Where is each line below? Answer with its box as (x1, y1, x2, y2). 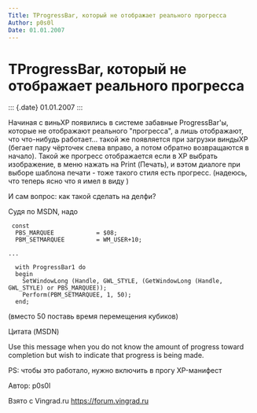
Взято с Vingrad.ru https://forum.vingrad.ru (8, 396, 149, 406)
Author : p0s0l (8, 19, 55, 27)
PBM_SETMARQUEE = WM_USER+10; (15, 236, 143, 244)
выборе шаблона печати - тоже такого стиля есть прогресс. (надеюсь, (8, 168, 248, 178)
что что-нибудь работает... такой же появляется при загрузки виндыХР (8, 135, 249, 144)
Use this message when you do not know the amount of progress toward (8, 342, 244, 352)
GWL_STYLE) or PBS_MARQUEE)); (8, 284, 108, 292)
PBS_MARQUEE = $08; (15, 229, 118, 237)
